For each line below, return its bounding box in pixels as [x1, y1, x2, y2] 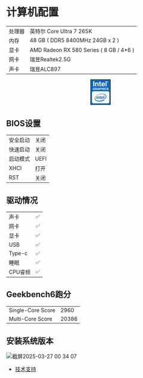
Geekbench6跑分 [6, 289, 71, 300]
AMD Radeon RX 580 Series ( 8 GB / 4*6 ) [29, 46, 135, 53]
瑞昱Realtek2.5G [29, 56, 71, 63]
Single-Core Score [8, 307, 56, 314]
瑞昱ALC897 [29, 65, 61, 73]
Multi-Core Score [8, 315, 53, 322]
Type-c [8, 250, 28, 257]
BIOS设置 [6, 118, 41, 128]
